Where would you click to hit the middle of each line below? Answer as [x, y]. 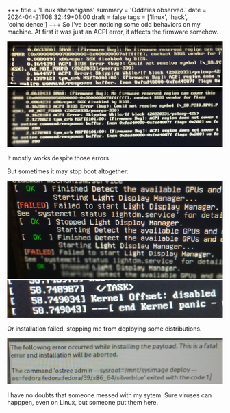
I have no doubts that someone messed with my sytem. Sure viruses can [110, 395]
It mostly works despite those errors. [59, 158]
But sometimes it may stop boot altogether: [68, 171]
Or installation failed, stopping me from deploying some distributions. [104, 329]
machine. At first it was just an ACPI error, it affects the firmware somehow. [113, 32]
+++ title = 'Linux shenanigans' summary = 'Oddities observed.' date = [107, 10]
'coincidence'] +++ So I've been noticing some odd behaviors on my [104, 24]
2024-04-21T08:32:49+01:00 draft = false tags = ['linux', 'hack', [98, 17]
